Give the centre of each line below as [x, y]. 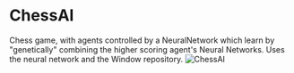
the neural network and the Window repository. [96, 59]
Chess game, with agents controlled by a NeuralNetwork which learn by [142, 40]
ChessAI [42, 16]
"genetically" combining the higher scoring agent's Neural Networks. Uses [147, 49]
